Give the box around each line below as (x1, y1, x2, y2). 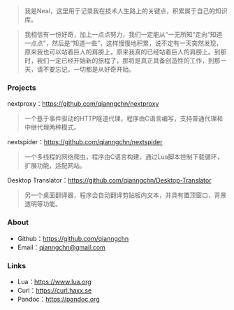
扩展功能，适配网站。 (24, 162, 86, 170)
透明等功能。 (24, 200, 61, 208)
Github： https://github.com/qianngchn (17, 234, 129, 242)
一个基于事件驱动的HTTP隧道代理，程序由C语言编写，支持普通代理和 (24, 114, 224, 123)
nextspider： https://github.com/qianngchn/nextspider (7, 138, 163, 146)
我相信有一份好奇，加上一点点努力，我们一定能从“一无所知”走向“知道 (24, 31, 223, 38)
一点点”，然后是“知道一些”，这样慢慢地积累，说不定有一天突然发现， (24, 39, 223, 47)
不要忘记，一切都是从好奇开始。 (43, 65, 135, 73)
